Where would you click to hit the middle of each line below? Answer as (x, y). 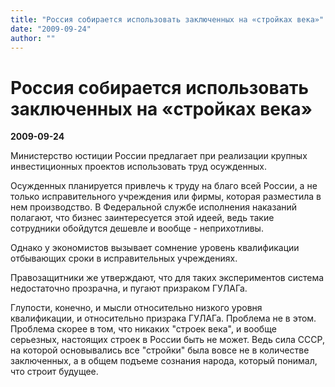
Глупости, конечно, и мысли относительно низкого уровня (136, 308)
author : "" (33, 38)
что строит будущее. (54, 372)
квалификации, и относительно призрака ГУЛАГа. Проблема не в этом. (163, 318)
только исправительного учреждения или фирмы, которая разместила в (166, 197)
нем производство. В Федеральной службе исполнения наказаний (154, 207)
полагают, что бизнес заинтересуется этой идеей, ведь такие (142, 218)
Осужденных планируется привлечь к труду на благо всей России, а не (164, 186)
